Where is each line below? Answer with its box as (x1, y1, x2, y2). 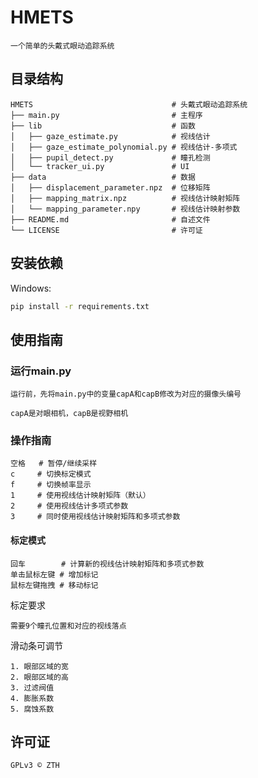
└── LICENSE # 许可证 (10, 225, 203, 235)
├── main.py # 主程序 (10, 110, 203, 120)
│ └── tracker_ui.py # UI (10, 161, 190, 171)
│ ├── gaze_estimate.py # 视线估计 (10, 131, 211, 141)
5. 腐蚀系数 (10, 704, 55, 714)
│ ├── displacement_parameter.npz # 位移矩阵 (10, 182, 211, 193)
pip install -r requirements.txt (10, 301, 150, 311)
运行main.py (10, 364, 72, 378)
